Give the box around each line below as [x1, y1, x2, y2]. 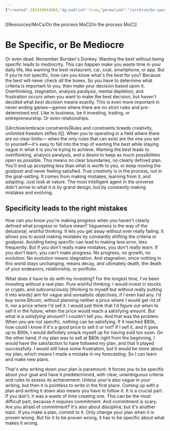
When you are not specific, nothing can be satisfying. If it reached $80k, [5, 319, 156, 325]
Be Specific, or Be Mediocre [5, 39, 124, 51]
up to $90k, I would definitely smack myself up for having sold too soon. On [5, 330, 163, 336]
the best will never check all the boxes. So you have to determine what [5, 77, 153, 84]
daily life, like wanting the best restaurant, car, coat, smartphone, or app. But [5, 66, 165, 72]
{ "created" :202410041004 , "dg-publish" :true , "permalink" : [5, 7, 128, 13]
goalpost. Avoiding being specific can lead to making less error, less [5, 239, 148, 245]
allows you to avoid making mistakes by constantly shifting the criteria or [5, 233, 157, 240]
